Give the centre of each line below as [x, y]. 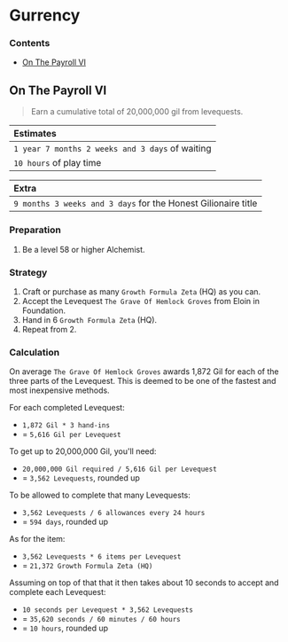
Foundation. [44, 310]
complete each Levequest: [58, 592]
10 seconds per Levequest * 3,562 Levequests [107, 610]
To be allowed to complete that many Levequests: [100, 495]
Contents [30, 43]
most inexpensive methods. [59, 390]
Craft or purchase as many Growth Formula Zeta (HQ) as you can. [141, 291]
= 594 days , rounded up [65, 522]
